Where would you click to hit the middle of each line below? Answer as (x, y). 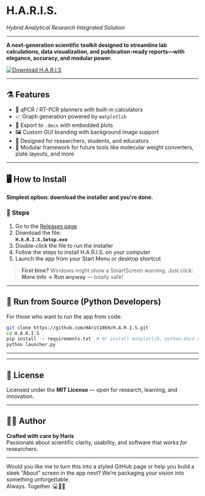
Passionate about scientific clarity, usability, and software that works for (97, 442)
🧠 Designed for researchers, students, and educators (82, 140)
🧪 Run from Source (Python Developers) (84, 302)
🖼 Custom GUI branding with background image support (87, 132)
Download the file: (38, 232)
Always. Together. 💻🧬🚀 (36, 486)
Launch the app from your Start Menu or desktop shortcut (88, 258)
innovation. (20, 396)
